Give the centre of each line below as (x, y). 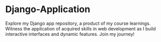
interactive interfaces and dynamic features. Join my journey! (70, 34)
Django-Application (48, 9)
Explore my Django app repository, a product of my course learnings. (78, 23)
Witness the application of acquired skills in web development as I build (80, 28)
